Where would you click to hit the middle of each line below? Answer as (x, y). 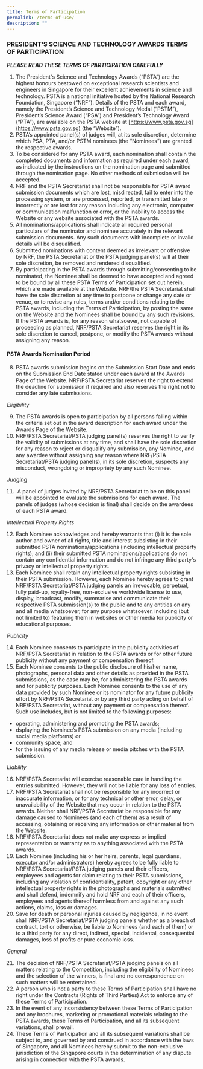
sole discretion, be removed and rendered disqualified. (83, 263)
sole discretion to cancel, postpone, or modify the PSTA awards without (105, 334)
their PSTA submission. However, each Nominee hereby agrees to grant (104, 579)
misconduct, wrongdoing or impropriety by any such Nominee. (93, 468)
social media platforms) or (48, 736)
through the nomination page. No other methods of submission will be (102, 173)
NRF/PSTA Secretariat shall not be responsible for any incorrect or (98, 791)
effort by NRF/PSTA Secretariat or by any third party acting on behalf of (104, 698)
